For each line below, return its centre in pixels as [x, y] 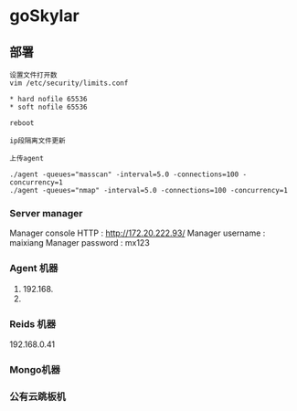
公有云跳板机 [38, 396]
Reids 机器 [33, 323]
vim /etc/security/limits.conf [69, 83]
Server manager [47, 213]
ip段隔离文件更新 [37, 141]
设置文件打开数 [33, 75]
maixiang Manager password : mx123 [80, 243]
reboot [22, 123]
